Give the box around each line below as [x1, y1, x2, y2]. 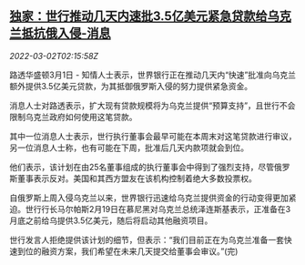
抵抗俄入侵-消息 [21, 25, 111, 41]
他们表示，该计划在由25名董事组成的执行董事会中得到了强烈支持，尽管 [9, 161, 275, 172]
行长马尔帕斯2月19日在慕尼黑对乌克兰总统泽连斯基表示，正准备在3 [40, 203, 291, 214]
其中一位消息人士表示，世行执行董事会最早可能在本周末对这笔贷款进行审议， [9, 130, 297, 141]
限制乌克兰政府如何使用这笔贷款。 [9, 111, 137, 122]
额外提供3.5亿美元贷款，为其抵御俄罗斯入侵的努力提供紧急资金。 [9, 80, 253, 91]
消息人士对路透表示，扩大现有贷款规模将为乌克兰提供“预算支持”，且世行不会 [9, 99, 296, 111]
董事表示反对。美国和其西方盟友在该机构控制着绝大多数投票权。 [16, 172, 257, 184]
